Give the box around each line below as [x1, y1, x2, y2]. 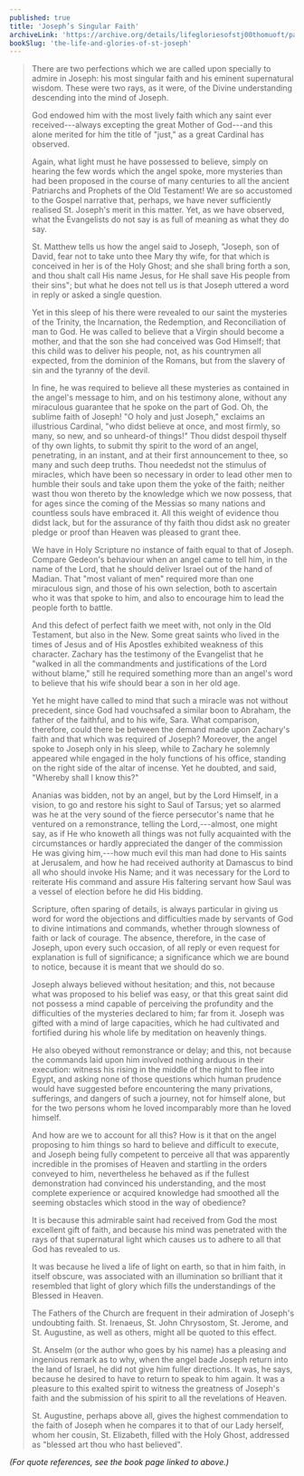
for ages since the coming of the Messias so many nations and [31, 498, 266, 509]
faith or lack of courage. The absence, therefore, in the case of [31, 933, 267, 944]
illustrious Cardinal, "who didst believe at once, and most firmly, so [31, 421, 280, 432]
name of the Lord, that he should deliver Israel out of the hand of [31, 564, 273, 575]
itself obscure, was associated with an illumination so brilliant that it [31, 1271, 283, 1282]
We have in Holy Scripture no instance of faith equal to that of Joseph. [31, 545, 294, 556]
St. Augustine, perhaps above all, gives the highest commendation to [31, 1411, 289, 1422]
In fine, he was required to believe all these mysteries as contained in [31, 383, 290, 393]
